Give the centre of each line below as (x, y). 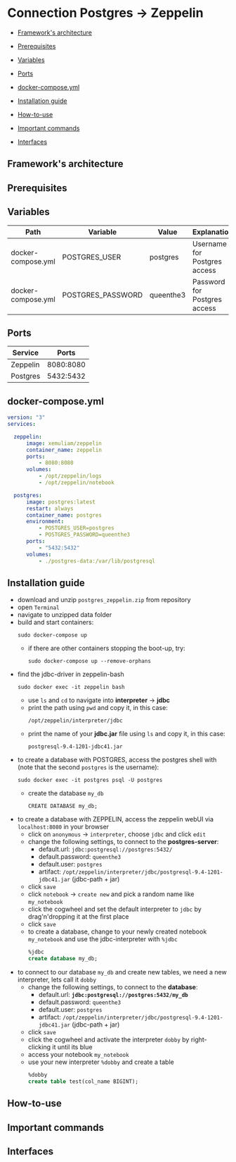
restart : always (50, 508)
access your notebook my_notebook (78, 1055)
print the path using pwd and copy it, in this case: (98, 708)
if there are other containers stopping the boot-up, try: (106, 648)
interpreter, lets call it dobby (57, 980)
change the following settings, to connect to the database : (113, 987)
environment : (45, 522)
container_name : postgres (64, 515)
